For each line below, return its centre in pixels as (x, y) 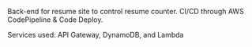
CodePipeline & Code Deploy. (55, 20)
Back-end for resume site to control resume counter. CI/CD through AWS (126, 11)
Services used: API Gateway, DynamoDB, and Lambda (96, 35)
